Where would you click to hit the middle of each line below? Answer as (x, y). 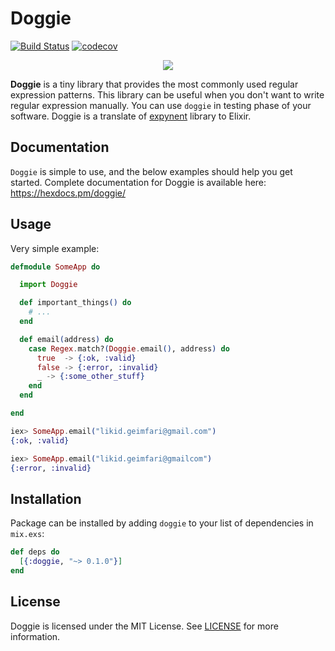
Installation (46, 498)
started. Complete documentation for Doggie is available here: (138, 182)
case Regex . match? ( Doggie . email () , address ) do (129, 348)
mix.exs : (27, 534)
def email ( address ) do (66, 339)
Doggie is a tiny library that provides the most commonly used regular (154, 84)
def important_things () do (75, 303)
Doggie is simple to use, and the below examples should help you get (151, 171)
